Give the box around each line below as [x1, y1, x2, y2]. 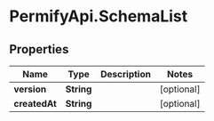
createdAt [13, 98, 58, 109]
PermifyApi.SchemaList [9, 6, 188, 27]
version [13, 83, 47, 95]
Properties [9, 42, 69, 57]
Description [100, 69, 151, 80]
